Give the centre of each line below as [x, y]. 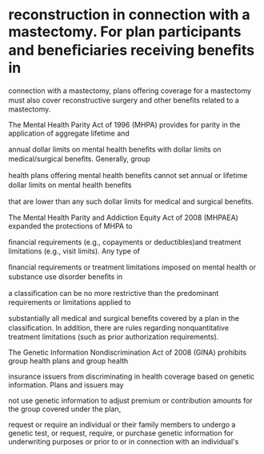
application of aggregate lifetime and [69, 133]
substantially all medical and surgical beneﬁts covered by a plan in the [124, 318]
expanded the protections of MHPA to [71, 225]
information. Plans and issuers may [66, 385]
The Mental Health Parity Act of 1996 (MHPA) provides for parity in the [124, 124]
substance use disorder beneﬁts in [66, 276]
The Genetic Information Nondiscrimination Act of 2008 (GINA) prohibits [127, 352]
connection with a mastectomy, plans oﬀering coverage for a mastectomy [130, 91]
